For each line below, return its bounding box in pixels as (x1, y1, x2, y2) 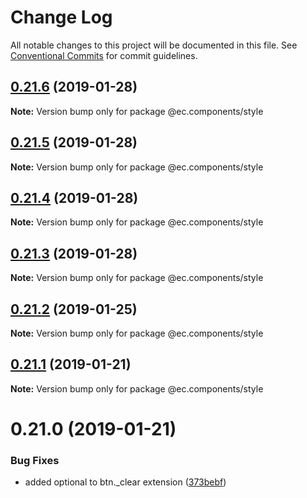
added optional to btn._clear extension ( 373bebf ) (24, 476, 227, 488)
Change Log (10, 6, 113, 29)
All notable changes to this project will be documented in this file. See (10, 39, 298, 51)
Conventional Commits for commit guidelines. (10, 49, 198, 61)
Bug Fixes (10, 453, 60, 467)
